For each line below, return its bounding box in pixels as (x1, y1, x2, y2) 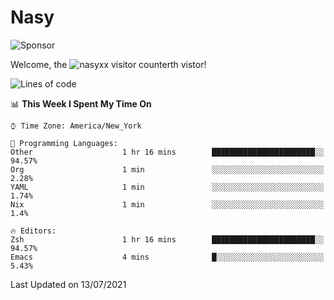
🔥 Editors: (10, 226, 57, 236)
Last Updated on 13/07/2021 (10, 278, 127, 290)
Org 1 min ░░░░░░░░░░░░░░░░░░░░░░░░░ (10, 164, 325, 175)
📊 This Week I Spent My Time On (10, 97, 152, 110)
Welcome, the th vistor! (10, 58, 207, 70)
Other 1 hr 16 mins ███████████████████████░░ (10, 147, 325, 157)
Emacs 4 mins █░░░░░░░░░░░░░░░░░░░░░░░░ (10, 252, 325, 262)
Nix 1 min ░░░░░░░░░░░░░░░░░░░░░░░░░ (10, 199, 325, 210)
